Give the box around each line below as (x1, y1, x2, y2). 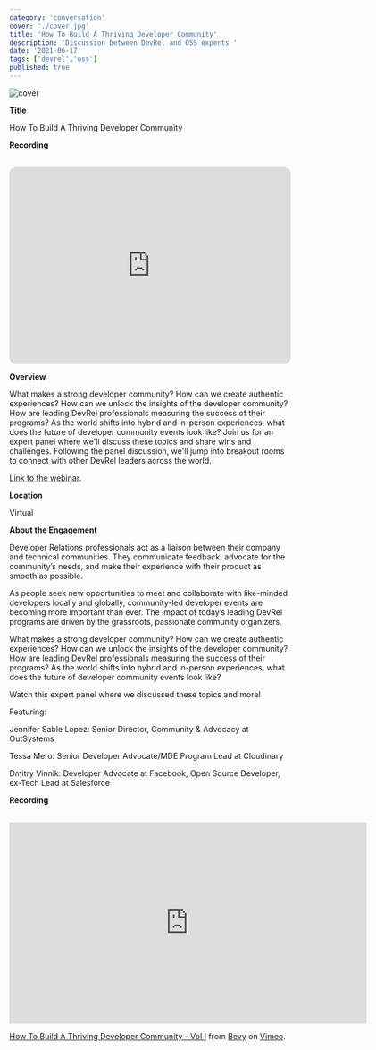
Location (9, 490, 43, 500)
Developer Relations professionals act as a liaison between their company (9, 542, 281, 552)
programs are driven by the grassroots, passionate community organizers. (9, 616, 283, 627)
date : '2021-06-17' (9, 47, 82, 55)
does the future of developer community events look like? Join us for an (9, 426, 274, 437)
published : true (9, 64, 70, 73)
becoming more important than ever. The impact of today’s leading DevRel (9, 606, 283, 618)
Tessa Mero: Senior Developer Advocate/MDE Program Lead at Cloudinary (9, 750, 284, 761)
